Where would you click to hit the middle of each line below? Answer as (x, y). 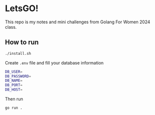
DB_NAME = (14, 81)
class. (11, 27)
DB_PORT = (14, 85)
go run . (14, 108)
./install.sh (18, 53)
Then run (14, 99)
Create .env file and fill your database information (54, 63)
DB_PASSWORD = (18, 76)
